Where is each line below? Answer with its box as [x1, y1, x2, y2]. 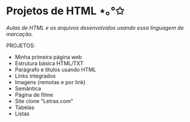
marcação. [6, 30, 33, 37]
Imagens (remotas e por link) [14, 78, 86, 85]
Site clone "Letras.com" [14, 97, 73, 104]
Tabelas [14, 104, 35, 111]
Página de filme [14, 91, 54, 98]
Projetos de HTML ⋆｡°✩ [6, 4, 124, 18]
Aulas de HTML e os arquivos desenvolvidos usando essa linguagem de [6, 24, 184, 31]
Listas [14, 110, 30, 117]
